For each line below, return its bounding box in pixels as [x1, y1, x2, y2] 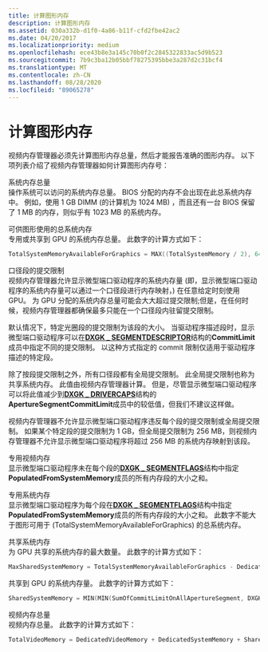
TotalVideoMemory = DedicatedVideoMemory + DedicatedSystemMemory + [8, 635, 241, 643]
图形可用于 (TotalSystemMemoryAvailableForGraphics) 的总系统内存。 [14, 520, 246, 530]
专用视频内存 [8, 453, 50, 463]
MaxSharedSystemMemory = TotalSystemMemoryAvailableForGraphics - [8, 563, 234, 571]
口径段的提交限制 [8, 266, 65, 275]
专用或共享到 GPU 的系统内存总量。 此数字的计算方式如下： [8, 235, 204, 244]
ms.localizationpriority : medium [8, 41, 120, 49]
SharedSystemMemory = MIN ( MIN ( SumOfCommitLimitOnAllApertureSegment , [8, 595, 245, 603]
